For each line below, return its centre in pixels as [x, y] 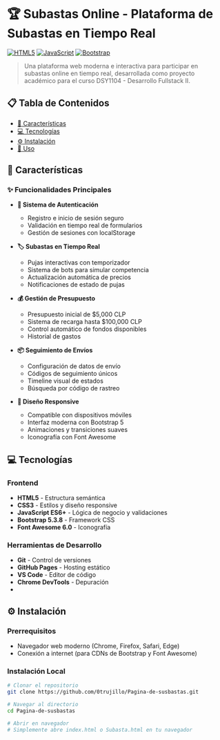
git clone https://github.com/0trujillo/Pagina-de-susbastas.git [103, 692]
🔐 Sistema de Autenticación [58, 205]
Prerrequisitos [32, 631]
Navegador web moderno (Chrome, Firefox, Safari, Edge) [98, 646]
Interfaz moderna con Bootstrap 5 [76, 422]
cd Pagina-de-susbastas [41, 711]
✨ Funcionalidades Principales [59, 190]
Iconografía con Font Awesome [72, 437]
